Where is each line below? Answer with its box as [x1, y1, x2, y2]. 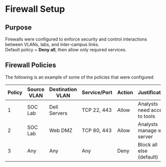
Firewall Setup [5, 3, 65, 15]
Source [27, 85, 44, 92]
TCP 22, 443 [82, 106, 112, 113]
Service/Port [82, 89, 113, 96]
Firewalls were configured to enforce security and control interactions [5, 36, 147, 42]
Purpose [5, 23, 32, 32]
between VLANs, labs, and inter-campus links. [5, 42, 100, 47]
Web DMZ [49, 127, 73, 134]
